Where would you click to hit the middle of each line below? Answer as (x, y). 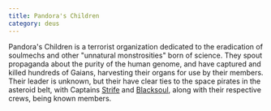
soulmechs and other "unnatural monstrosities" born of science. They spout (135, 55)
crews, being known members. (60, 98)
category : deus (34, 23)
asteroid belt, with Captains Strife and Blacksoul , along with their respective (135, 89)
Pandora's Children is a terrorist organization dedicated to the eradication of (136, 46)
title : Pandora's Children (54, 16)
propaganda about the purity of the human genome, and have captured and (135, 64)
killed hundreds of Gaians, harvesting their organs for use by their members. (136, 72)
